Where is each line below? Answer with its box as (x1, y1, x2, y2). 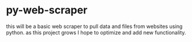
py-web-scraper (6, 3, 88, 17)
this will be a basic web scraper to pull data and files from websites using (6, 23, 183, 30)
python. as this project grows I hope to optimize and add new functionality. (6, 29, 186, 36)
